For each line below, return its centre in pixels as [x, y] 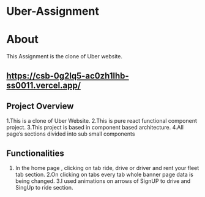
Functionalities [35, 153]
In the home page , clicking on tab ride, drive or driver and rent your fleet [107, 168]
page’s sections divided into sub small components [71, 134]
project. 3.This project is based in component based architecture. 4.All [95, 128]
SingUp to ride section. [44, 188]
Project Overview [40, 106]
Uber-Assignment [53, 11]
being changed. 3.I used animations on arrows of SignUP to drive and [103, 181]
